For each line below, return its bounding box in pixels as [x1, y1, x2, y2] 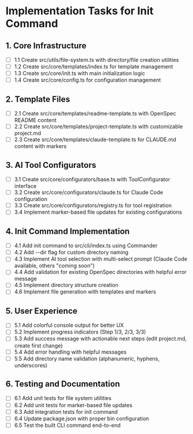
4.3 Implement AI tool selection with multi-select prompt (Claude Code [14, 255, 188, 263]
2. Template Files [5, 94, 70, 104]
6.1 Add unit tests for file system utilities [14, 395, 111, 402]
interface [14, 183, 37, 190]
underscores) [14, 361, 48, 369]
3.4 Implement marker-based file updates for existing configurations [14, 208, 182, 216]
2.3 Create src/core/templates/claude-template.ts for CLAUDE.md [14, 136, 176, 143]
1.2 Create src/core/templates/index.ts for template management [14, 63, 173, 70]
